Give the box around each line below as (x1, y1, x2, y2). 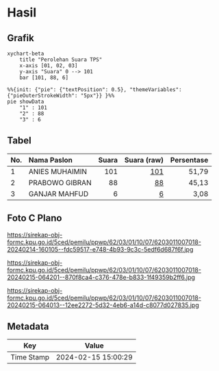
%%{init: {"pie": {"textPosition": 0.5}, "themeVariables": (7, 86, 183, 93)
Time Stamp (10, 352, 50, 362)
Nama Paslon (28, 155, 73, 165)
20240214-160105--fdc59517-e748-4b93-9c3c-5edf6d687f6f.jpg (7, 245, 194, 253)
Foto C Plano (7, 213, 62, 224)
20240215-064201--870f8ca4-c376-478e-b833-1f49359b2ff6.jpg (7, 273, 196, 281)
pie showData (7, 98, 44, 105)
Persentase (170, 155, 209, 165)
